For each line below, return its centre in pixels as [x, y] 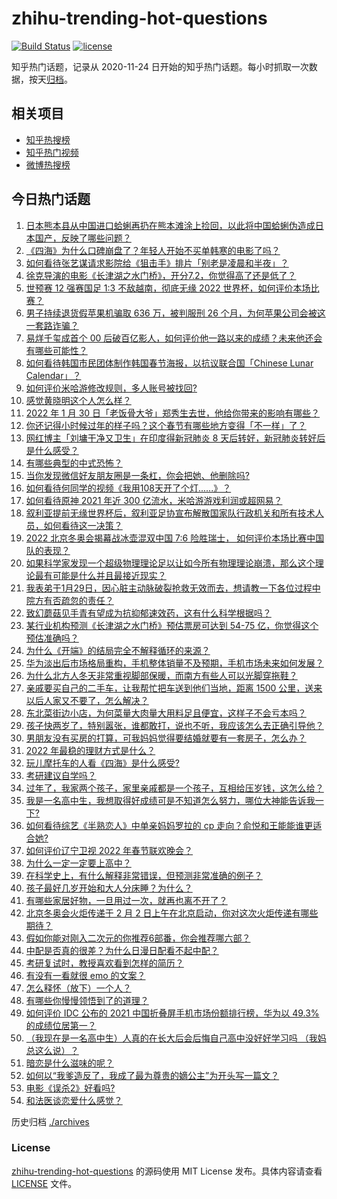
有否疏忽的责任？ [78, 600]
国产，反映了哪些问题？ [83, 238]
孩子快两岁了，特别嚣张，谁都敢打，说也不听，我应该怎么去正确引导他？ [174, 725]
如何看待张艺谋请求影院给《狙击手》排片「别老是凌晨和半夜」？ [157, 263]
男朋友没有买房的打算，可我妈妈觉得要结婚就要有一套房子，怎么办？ [166, 738]
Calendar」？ [53, 375]
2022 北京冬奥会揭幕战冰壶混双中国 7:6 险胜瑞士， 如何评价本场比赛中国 [175, 538]
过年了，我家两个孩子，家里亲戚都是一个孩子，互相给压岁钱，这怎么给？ [174, 788]
